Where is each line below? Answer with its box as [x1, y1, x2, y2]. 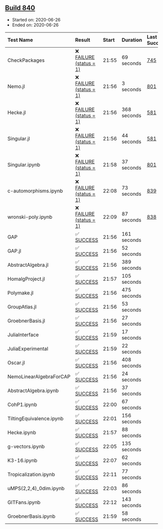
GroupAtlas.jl [7, 303, 37, 310]
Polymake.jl [7, 289, 34, 296]
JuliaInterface [7, 331, 39, 338]
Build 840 [5, 4, 35, 12]
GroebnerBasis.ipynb [7, 512, 56, 519]
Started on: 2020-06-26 [12, 17, 61, 22]
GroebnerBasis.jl [7, 317, 45, 324]
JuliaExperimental [7, 345, 49, 352]
